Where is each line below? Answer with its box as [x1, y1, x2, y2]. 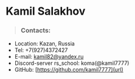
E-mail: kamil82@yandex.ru [14, 53, 84, 61]
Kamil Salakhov [5, 4, 86, 18]
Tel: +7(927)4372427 [14, 47, 68, 54]
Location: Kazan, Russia [14, 40, 75, 47]
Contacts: [20, 26, 51, 35]
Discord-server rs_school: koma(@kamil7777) [14, 59, 130, 67]
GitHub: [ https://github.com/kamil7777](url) [14, 66, 124, 73]
